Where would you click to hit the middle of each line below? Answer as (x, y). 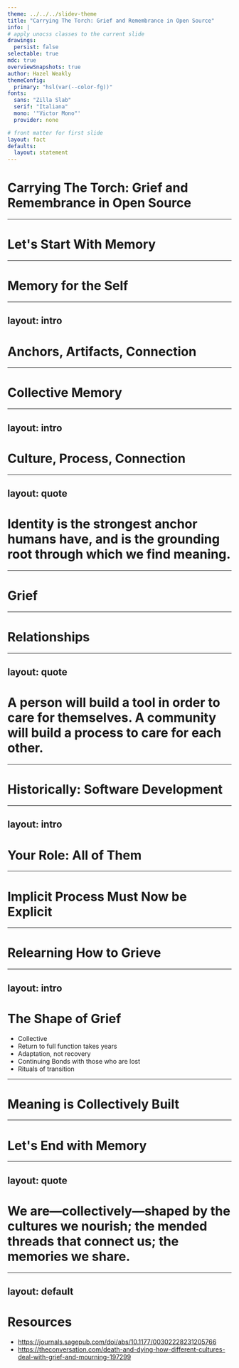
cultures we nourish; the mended (107, 1226)
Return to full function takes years (67, 1046)
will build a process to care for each (115, 733)
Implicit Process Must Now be (97, 897)
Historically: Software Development (115, 790)
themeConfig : (27, 80)
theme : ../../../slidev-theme (52, 14)
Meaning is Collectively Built (94, 1104)
